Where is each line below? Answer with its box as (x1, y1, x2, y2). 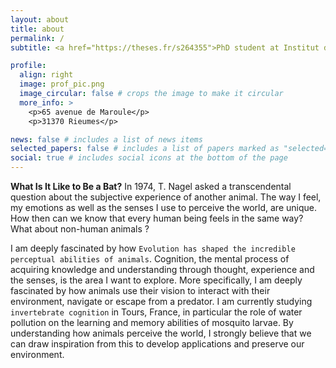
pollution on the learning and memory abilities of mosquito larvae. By (10, 317, 294, 328)
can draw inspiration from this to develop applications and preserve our (10, 338, 305, 350)
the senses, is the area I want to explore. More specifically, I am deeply (10, 274, 303, 286)
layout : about (10, 14, 70, 25)
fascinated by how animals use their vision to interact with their (10, 285, 271, 296)
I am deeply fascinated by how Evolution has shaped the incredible (10, 242, 296, 254)
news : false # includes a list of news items (10, 134, 203, 145)
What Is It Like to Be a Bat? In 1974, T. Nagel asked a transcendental (10, 181, 292, 192)
